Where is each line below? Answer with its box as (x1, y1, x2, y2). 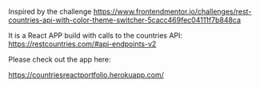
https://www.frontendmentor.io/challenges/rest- (93, 7, 252, 16)
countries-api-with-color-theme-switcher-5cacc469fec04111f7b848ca (8, 15, 242, 25)
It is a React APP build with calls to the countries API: (8, 31, 182, 40)
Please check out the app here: (8, 55, 111, 64)
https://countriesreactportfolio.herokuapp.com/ (8, 70, 164, 79)
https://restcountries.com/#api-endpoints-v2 (8, 39, 157, 49)
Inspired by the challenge (8, 7, 92, 16)
